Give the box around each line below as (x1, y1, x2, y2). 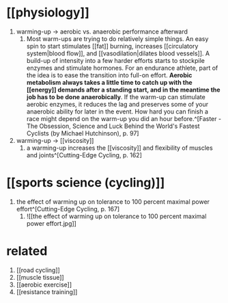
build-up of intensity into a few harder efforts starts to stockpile (26, 56, 205, 64)
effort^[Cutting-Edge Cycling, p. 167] (16, 205, 120, 213)
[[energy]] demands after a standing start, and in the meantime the (26, 85, 220, 94)
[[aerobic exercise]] (16, 280, 72, 289)
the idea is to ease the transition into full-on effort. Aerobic (26, 70, 193, 79)
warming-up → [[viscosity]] (16, 136, 94, 144)
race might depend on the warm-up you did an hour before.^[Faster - (26, 114, 222, 122)
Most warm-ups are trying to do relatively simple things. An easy (26, 34, 209, 42)
